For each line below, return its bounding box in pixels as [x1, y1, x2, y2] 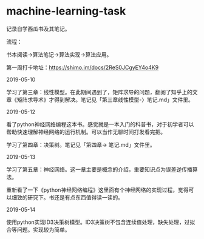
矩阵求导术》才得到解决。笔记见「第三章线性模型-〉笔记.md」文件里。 [16, 96, 194, 103]
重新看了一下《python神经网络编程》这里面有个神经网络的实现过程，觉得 [6, 186, 189, 194]
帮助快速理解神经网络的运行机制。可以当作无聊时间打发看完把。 [6, 128, 166, 135]
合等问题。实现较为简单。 [6, 226, 70, 233]
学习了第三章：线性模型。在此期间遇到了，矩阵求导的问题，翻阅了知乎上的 [6, 88, 192, 95]
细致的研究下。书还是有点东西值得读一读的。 [11, 194, 123, 201]
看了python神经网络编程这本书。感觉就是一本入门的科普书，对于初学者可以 [6, 120, 194, 128]
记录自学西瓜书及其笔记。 [6, 25, 70, 32]
